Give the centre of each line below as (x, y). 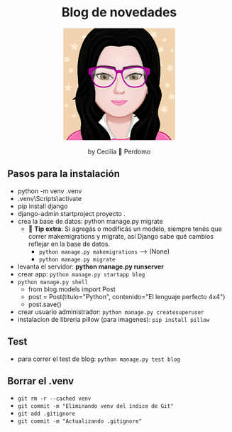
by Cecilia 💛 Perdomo (119, 151)
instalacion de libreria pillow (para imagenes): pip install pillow (114, 319)
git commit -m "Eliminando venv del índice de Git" (95, 406)
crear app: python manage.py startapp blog (81, 274)
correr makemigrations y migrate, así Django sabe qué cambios (121, 236)
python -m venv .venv (50, 191)
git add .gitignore (46, 414)
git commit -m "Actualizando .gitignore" (79, 421)
